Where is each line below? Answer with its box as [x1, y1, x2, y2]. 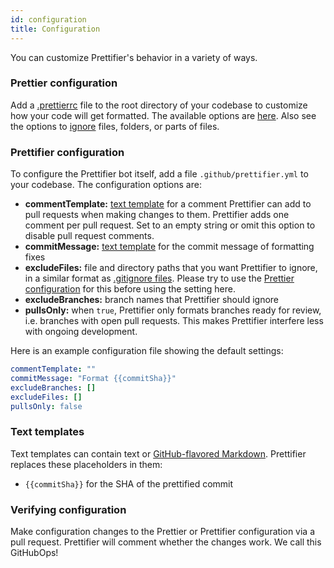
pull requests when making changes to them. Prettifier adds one [24, 209, 290, 221]
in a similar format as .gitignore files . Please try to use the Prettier [24, 272, 295, 285]
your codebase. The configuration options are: [10, 179, 202, 191]
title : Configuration [10, 24, 101, 34]
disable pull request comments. [24, 230, 155, 242]
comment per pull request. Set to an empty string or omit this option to [24, 219, 316, 231]
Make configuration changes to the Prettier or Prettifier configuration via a [10, 526, 316, 538]
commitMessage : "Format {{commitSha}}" [10, 373, 177, 383]
